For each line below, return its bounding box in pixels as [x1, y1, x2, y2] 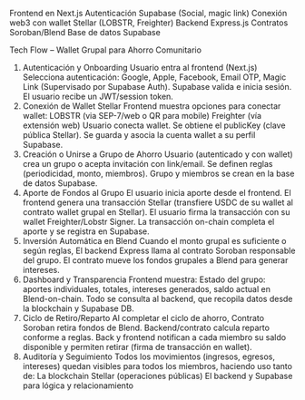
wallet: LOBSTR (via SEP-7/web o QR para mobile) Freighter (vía [22, 111, 261, 121]
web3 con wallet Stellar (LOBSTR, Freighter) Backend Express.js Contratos [9, 17, 289, 28]
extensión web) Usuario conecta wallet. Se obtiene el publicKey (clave [22, 120, 286, 131]
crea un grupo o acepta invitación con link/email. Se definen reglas [22, 159, 273, 169]
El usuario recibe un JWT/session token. [22, 91, 174, 102]
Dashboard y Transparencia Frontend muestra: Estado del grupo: [22, 274, 266, 285]
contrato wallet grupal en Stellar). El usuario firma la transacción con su [22, 207, 290, 217]
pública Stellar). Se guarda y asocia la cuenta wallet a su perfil [22, 130, 256, 140]
